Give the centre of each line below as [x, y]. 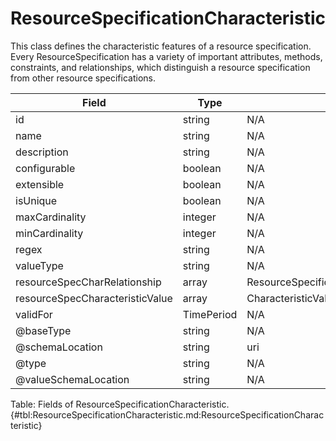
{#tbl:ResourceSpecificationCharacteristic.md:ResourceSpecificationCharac [167, 414]
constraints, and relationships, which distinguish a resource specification [160, 67]
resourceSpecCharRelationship [88, 282]
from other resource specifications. [83, 78]
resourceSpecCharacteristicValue [94, 298]
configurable [45, 168]
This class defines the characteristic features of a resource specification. [161, 46]
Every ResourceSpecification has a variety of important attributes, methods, [166, 56]
